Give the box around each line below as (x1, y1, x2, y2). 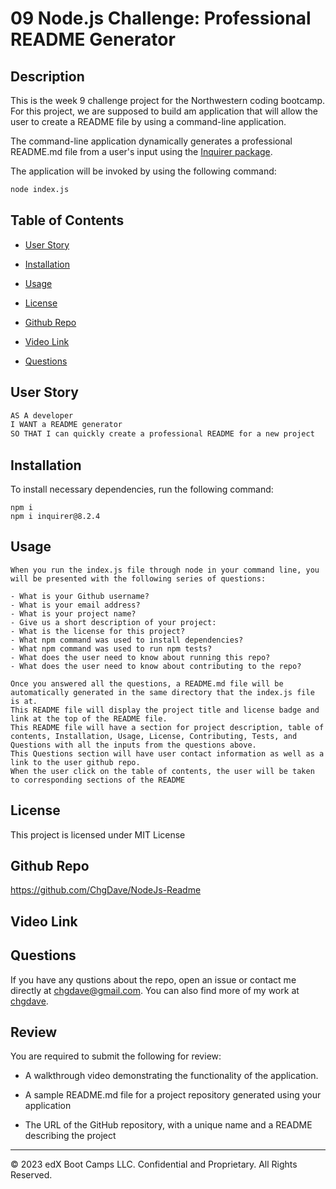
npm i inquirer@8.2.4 (10, 511, 101, 521)
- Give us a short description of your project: (10, 617, 217, 627)
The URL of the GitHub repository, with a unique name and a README (24, 1119, 313, 1131)
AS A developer (10, 410, 74, 421)
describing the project (24, 1130, 117, 1142)
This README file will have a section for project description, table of (10, 722, 325, 732)
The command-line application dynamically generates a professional (10, 135, 293, 147)
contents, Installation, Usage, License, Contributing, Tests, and (10, 731, 298, 741)
